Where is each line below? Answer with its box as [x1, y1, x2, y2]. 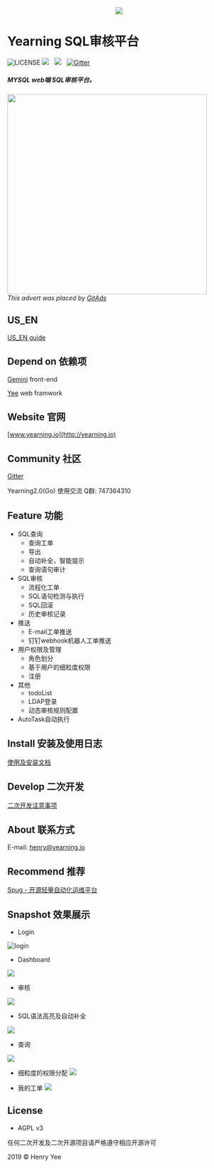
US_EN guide [7, 333, 46, 341]
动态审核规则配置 [28, 706, 79, 714]
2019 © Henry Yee [7, 1152, 62, 1161]
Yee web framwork [7, 388, 62, 397]
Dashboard [17, 955, 51, 964]
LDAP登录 [28, 697, 57, 705]
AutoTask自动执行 [17, 714, 70, 723]
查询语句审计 [28, 565, 66, 574]
